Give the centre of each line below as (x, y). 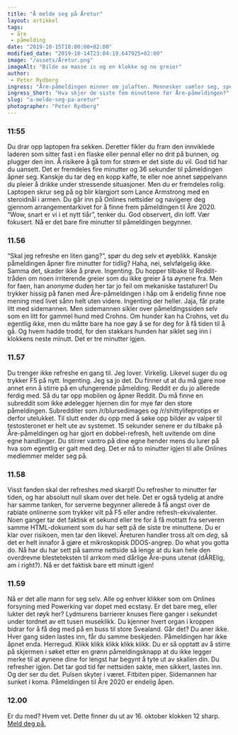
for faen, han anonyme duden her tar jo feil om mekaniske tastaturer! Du (113, 286)
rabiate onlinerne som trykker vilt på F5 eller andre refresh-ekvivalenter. (112, 513)
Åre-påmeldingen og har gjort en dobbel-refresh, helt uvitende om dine (112, 433)
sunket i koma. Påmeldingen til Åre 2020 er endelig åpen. (91, 682)
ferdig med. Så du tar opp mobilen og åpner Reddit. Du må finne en (105, 396)
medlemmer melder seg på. (47, 456)
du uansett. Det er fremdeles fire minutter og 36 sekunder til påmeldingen (115, 169)
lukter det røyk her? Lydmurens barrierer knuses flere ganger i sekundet (112, 614)
